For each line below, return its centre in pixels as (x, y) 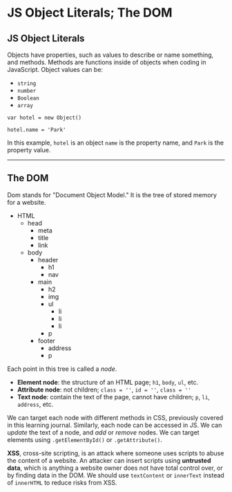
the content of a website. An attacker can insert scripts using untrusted (109, 460)
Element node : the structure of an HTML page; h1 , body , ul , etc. (108, 382)
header (48, 259)
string (27, 84)
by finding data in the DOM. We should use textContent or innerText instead (116, 475)
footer (46, 340)
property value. (29, 150)
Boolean (28, 98)
